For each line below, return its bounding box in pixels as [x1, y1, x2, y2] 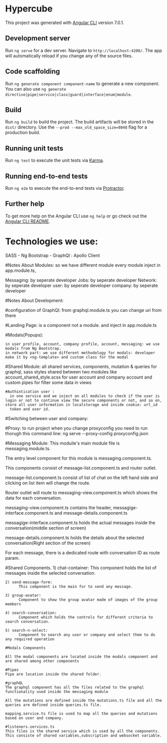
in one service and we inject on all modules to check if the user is [9, 394, 160, 399]
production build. [5, 130, 40, 136]
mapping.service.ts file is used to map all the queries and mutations [5, 711, 157, 716]
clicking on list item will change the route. [5, 480, 91, 486]
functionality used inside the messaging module [5, 689, 108, 694]
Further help [5, 200, 45, 208]
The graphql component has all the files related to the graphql [5, 684, 144, 690]
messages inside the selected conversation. [5, 570, 96, 576]
